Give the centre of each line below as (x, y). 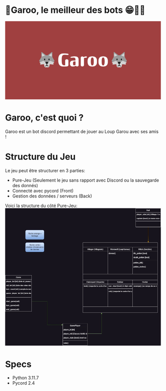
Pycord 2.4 (23, 383)
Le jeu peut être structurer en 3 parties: (45, 170)
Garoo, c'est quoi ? (44, 118)
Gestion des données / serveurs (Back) (52, 196)
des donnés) (25, 185)
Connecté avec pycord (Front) (43, 191)
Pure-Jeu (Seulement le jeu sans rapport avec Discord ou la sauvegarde (85, 180)
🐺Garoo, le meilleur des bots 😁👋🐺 (75, 10)
